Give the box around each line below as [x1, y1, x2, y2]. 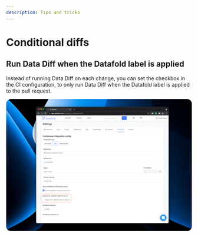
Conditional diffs [6, 35, 90, 49]
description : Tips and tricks [6, 9, 81, 15]
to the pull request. [6, 87, 52, 94]
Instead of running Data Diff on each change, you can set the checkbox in [6, 74, 186, 82]
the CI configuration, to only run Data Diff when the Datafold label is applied [6, 81, 190, 88]
